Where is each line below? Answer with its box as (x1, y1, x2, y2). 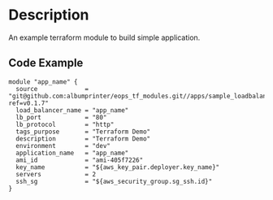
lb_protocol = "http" (15, 120, 115, 128)
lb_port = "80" (15, 113, 107, 121)
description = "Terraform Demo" (15, 134, 151, 143)
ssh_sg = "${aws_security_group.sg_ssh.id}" (15, 177, 213, 185)
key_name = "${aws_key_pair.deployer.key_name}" (15, 163, 220, 172)
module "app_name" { (8, 77, 79, 86)
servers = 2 (15, 170, 96, 178)
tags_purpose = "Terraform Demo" (15, 128, 151, 136)
